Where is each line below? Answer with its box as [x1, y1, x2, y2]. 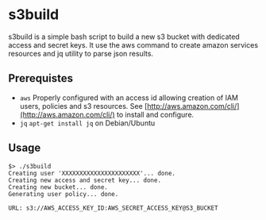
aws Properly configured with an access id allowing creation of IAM [19, 93, 239, 102]
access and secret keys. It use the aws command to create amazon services [8, 40, 259, 49]
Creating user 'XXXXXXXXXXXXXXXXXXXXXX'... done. [8, 169, 176, 177]
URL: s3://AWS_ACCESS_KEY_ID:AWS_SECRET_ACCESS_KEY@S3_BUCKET [8, 204, 218, 212]
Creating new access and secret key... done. [8, 176, 161, 184]
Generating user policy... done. [8, 190, 119, 198]
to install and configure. [116, 110, 195, 119]
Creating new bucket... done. [8, 183, 109, 191]
